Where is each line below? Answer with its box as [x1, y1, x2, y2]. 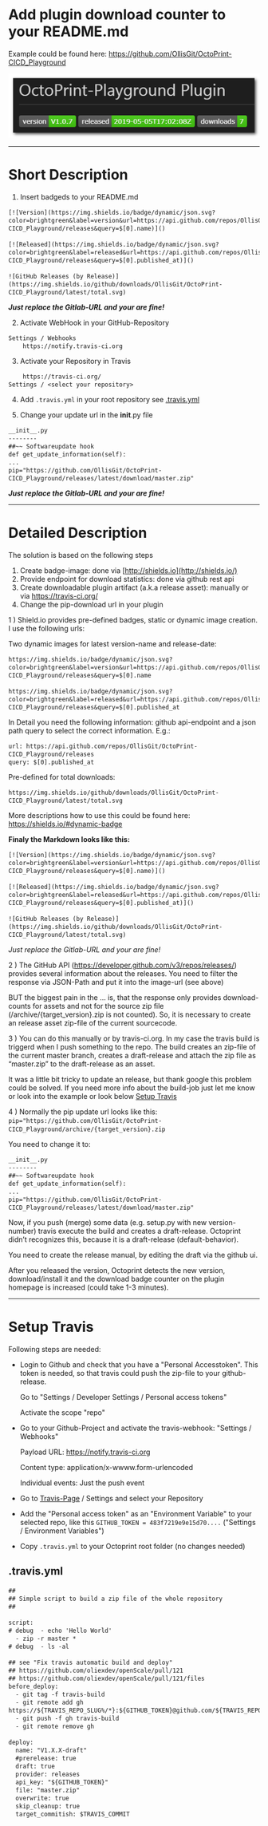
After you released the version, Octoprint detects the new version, [8, 1265, 226, 1275]
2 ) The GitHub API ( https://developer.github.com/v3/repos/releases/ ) [8, 960, 238, 970]
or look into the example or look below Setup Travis [8, 1091, 177, 1101]
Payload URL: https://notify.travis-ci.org [19, 1447, 151, 1456]
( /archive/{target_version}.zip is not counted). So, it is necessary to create [8, 1010, 251, 1019]
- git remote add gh [15, 1698, 84, 1706]
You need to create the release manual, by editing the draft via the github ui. [8, 1250, 258, 1259]
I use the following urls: [8, 623, 85, 633]
